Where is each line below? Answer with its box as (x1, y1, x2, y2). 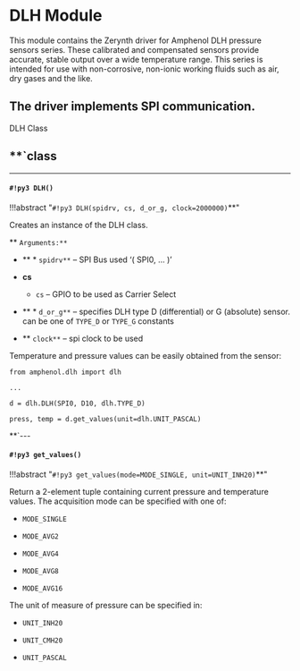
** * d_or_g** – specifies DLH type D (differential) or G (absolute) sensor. (21, 306, 290, 317)
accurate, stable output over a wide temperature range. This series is (9, 54, 263, 64)
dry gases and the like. (9, 72, 94, 83)
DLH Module (9, 5, 103, 26)
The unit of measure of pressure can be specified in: (9, 599, 203, 610)
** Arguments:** (9, 236, 68, 247)
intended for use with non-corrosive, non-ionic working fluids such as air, (9, 64, 279, 74)
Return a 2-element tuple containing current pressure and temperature (9, 486, 270, 497)
